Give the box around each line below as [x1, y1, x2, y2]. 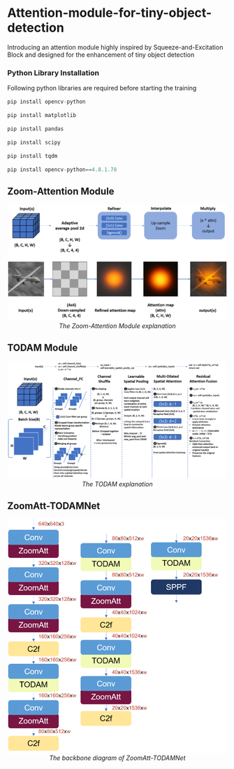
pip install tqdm [7, 152, 58, 159]
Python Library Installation [7, 68, 100, 78]
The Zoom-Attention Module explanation [59, 321, 176, 330]
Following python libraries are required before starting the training [7, 84, 197, 93]
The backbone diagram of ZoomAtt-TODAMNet [48, 754, 187, 762]
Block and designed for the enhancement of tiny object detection [7, 50, 195, 59]
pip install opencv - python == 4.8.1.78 [7, 166, 117, 173]
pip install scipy [7, 139, 61, 146]
